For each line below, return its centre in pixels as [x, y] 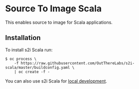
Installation [23, 38]
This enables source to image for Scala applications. [59, 22]
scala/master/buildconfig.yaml [38, 67]
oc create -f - [34, 72]
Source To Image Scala [54, 9]
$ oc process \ [21, 59]
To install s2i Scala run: [29, 49]
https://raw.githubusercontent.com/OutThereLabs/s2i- [78, 63]
